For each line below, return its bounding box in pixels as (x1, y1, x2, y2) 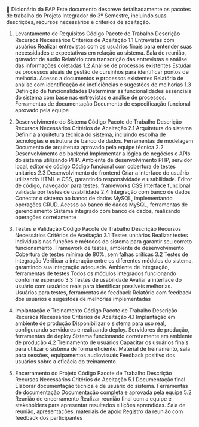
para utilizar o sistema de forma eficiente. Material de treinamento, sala (14, 345, 191, 352)
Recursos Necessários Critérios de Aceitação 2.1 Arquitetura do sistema (14, 125, 192, 131)
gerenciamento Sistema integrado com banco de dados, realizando (14, 208, 181, 214)
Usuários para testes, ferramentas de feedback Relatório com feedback (14, 289, 192, 296)
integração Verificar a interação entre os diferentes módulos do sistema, (14, 257, 193, 264)
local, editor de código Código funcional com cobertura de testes (14, 163, 176, 170)
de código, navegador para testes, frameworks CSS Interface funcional (14, 182, 191, 189)
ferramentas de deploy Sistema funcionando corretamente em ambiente (14, 333, 193, 339)
